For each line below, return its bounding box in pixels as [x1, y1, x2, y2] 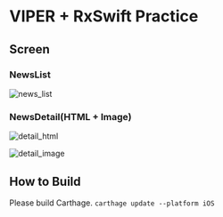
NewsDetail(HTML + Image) [9, 110, 132, 123]
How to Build [9, 173, 82, 189]
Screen [9, 42, 51, 57]
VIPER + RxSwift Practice [9, 6, 199, 27]
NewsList [9, 68, 51, 81]
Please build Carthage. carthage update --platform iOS [9, 197, 215, 208]
